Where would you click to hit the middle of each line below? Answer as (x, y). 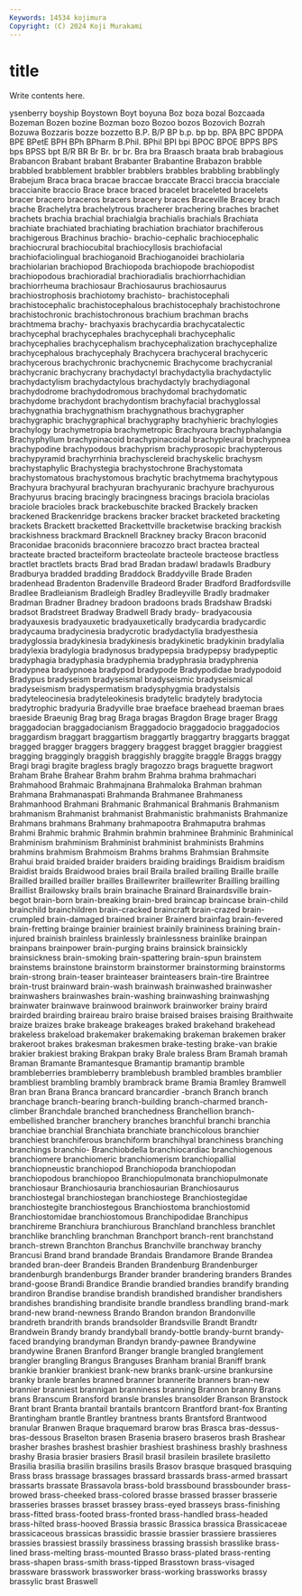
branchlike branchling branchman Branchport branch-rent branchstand (142, 1236)
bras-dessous (35, 1438)
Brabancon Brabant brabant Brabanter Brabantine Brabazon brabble (136, 161)
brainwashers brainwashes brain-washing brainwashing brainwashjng (140, 996)
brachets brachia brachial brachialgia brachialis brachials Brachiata (134, 219)
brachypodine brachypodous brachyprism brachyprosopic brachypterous (146, 449)
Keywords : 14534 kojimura (58, 18)
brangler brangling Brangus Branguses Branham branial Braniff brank (138, 1361)
